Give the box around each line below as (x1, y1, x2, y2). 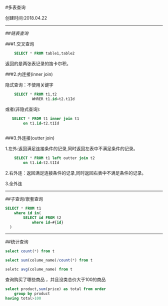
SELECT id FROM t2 (23, 215, 61, 220)
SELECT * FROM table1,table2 (14, 51, 75, 56)
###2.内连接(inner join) (5, 71, 53, 77)
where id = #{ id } (31, 219, 64, 225)
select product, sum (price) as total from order (5, 286, 106, 291)
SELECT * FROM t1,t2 (14, 91, 57, 96)
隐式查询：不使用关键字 (5, 81, 53, 87)
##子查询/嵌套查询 (5, 196, 43, 201)
